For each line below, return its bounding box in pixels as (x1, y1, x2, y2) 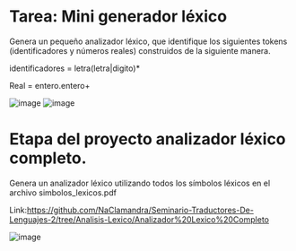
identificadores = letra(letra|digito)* (9, 63, 141, 74)
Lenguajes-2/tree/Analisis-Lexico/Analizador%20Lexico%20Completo (9, 213, 269, 225)
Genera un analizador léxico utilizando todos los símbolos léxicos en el (9, 177, 271, 188)
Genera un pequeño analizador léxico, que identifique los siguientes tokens (9, 36, 288, 47)
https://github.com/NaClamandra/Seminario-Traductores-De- (26, 204, 254, 215)
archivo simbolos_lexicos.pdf (9, 186, 117, 198)
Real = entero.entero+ (9, 80, 91, 91)
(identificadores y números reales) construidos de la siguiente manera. (9, 45, 271, 56)
